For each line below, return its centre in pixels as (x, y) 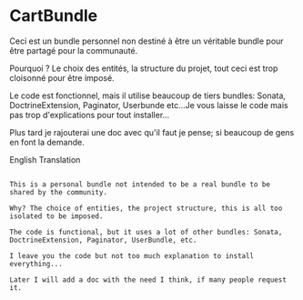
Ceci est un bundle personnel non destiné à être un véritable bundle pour (146, 41)
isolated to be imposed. (56, 216)
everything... (36, 264)
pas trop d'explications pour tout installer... (90, 115)
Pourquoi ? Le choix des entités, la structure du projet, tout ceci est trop (144, 68)
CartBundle (54, 16)
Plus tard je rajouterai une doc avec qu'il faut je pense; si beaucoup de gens (152, 132)
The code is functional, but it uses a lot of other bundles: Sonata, (146, 232)
